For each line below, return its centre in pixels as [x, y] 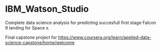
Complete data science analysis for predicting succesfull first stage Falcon [80, 23]
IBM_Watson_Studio [47, 9]
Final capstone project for [31, 37]
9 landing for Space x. [27, 27]
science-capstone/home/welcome [40, 42]
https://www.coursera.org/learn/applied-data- [105, 37]
